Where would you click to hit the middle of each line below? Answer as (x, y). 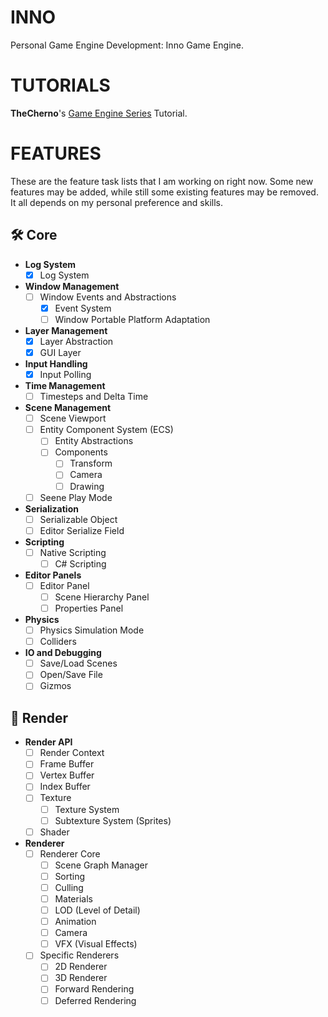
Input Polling (65, 374)
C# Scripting (80, 563)
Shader (54, 832)
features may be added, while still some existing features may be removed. (164, 192)
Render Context (72, 753)
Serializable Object (78, 519)
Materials (73, 898)
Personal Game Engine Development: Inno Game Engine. (127, 45)
